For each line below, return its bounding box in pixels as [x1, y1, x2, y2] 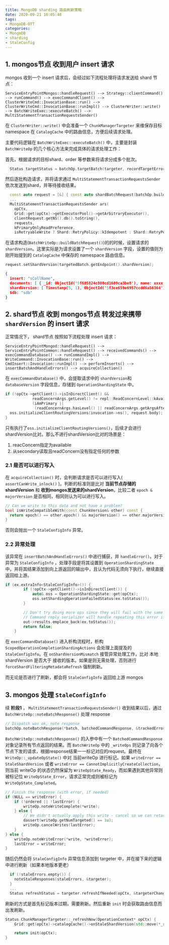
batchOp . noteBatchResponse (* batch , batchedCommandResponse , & [5, 726, 138, 731]
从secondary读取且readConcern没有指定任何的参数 [12, 448, 120, 454]
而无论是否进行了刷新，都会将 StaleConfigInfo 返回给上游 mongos [5, 674, 143, 681]
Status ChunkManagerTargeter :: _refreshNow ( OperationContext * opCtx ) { [5, 917, 156, 922]
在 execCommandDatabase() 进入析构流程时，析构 [5, 638, 104, 645]
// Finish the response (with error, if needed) [5, 789, 109, 795]
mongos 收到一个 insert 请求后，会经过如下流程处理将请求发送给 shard [5, 74, 152, 81]
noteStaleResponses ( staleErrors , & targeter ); [14, 877, 112, 882]
